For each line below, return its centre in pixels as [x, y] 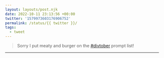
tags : [10, 28]
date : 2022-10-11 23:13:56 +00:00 [40, 14]
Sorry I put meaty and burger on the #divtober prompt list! [75, 46]
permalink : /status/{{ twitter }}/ [41, 23]
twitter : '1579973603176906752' [38, 18]
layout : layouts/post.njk [31, 9]
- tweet [17, 32]
